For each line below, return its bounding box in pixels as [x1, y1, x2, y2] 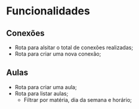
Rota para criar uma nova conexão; [14, 50, 101, 57]
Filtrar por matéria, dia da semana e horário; [23, 96, 132, 103]
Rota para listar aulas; [14, 90, 69, 97]
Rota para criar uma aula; [14, 83, 77, 90]
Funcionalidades [6, 4, 91, 18]
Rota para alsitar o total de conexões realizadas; [14, 44, 133, 51]
